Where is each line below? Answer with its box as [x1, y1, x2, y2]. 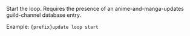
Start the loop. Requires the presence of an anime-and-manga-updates [6, 5, 185, 12]
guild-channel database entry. [6, 11, 82, 19]
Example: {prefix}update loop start [6, 23, 99, 30]
